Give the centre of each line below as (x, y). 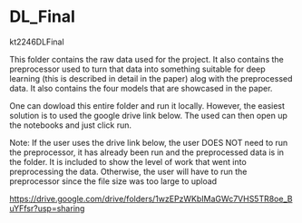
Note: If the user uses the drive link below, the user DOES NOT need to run (149, 142)
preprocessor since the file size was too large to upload (113, 181)
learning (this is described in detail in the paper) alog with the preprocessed (151, 78)
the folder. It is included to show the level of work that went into (128, 161)
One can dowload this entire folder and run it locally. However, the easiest (147, 105)
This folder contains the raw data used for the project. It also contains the (146, 59)
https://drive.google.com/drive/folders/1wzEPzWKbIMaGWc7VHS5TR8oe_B (151, 199)
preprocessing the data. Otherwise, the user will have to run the (128, 171)
